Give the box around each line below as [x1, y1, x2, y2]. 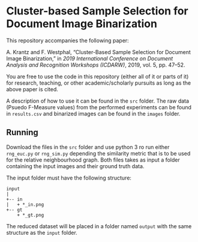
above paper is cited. [6, 85, 59, 92]
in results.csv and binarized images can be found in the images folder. [6, 110, 181, 117]
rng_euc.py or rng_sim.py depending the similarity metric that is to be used [6, 150, 191, 157]
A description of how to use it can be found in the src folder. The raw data [6, 97, 190, 104]
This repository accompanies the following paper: [6, 37, 129, 44]
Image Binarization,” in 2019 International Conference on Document [6, 55, 173, 62]
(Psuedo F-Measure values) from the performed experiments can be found [6, 103, 192, 110]
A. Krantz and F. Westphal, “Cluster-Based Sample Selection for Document [6, 48, 191, 55]
